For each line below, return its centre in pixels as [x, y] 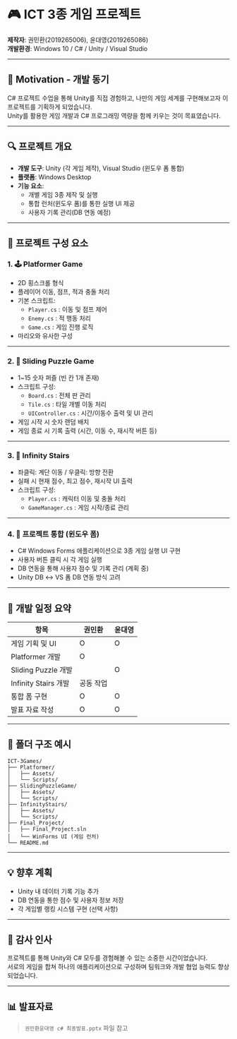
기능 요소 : [31, 186]
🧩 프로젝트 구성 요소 [48, 243]
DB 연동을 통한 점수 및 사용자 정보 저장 [71, 900]
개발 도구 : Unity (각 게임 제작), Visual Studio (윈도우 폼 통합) [101, 168]
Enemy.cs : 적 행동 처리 [60, 318]
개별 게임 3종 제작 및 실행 [63, 194]
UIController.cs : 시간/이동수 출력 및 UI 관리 [91, 413]
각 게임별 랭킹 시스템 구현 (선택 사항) [68, 908]
